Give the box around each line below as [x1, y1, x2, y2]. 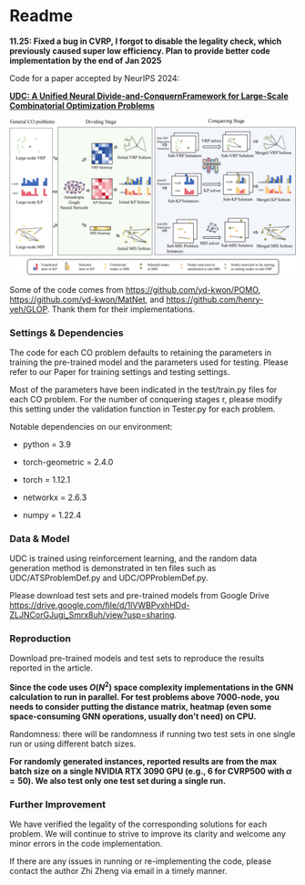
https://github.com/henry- [166, 294, 264, 305]
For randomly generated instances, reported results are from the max [9, 756, 278, 767]
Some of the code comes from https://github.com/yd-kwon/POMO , [9, 284, 261, 295]
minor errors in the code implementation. [9, 838, 163, 849]
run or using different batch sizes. [9, 738, 137, 749]
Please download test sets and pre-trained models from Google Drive [9, 590, 270, 601]
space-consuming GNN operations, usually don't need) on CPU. [9, 711, 257, 722]
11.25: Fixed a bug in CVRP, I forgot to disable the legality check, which [9, 36, 282, 47]
